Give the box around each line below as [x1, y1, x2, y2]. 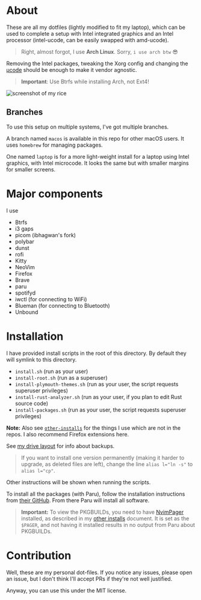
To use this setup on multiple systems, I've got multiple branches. [6, 123, 169, 130]
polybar [14, 238, 34, 245]
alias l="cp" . [20, 467, 55, 474]
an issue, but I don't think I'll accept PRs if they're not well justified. [6, 575, 173, 582]
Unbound [14, 308, 39, 316]
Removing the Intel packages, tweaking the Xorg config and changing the [6, 60, 188, 67]
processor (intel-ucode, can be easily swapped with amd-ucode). [6, 36, 169, 43]
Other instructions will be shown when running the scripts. [6, 478, 151, 486]
